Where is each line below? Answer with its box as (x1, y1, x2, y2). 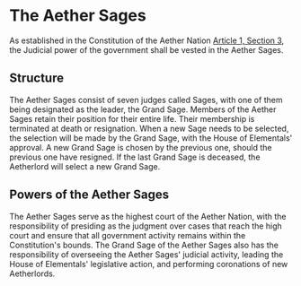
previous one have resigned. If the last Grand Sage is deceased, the (9, 152, 261, 162)
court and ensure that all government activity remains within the (9, 230, 246, 240)
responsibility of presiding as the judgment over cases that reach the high (9, 221, 283, 231)
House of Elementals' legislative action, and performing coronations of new (9, 258, 288, 269)
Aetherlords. (9, 268, 56, 279)
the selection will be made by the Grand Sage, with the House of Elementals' (9, 132, 293, 143)
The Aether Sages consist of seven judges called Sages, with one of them (9, 94, 283, 105)
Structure (9, 71, 65, 86)
